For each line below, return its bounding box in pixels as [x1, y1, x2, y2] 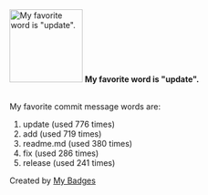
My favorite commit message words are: [9, 101, 161, 112]
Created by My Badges [9, 175, 96, 186]
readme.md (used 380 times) [22, 139, 133, 149]
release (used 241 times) [22, 158, 116, 168]
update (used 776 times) [22, 118, 116, 129]
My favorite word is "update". [84, 74, 200, 85]
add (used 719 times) [22, 128, 102, 139]
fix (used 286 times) [22, 148, 99, 159]
